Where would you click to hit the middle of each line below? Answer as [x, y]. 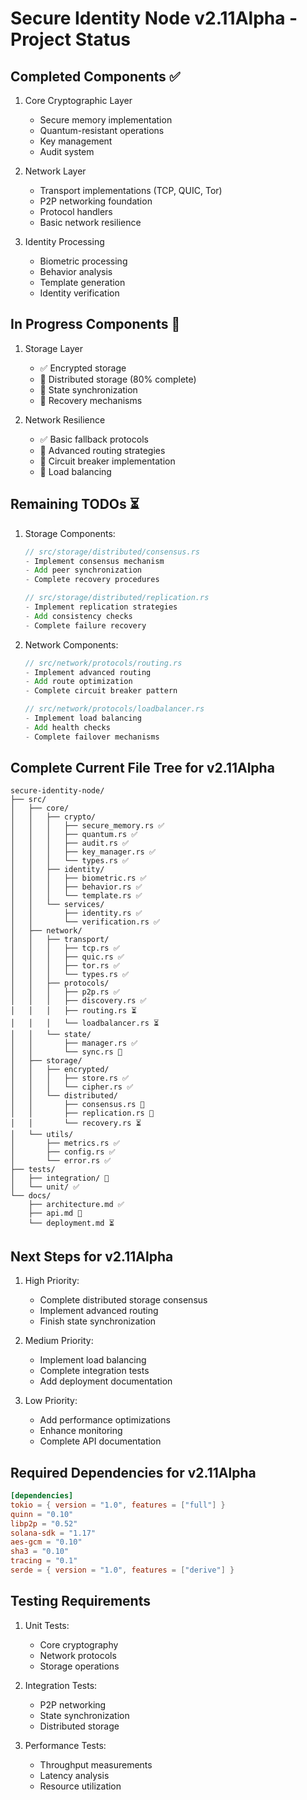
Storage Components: [70, 533]
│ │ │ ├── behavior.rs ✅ [76, 887]
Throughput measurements [96, 1764]
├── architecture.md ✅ [76, 1205]
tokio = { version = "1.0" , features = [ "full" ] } [118, 1505]
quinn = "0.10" [42, 1514]
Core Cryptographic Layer [78, 100]
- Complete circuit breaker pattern [101, 691]
